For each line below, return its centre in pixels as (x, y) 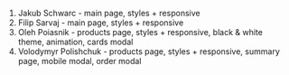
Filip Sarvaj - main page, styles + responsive (101, 23)
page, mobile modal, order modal (79, 61)
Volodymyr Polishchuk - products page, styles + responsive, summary (149, 52)
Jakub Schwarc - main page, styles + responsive (109, 13)
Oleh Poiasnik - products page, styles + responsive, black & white (140, 32)
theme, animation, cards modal (75, 42)
